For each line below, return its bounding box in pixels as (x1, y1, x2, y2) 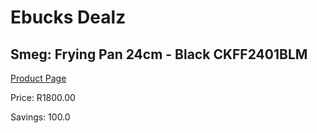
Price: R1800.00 (10, 92, 76, 103)
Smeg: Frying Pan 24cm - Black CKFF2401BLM (10, 46, 308, 63)
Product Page (10, 72, 67, 84)
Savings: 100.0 (10, 111, 71, 123)
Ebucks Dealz (10, 6, 127, 29)
